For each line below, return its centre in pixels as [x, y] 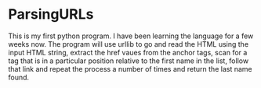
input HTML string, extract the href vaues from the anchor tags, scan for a [128, 52]
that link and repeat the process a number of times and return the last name [130, 69]
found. [19, 77]
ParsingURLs [51, 14]
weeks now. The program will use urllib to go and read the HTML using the [129, 44]
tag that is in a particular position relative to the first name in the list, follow [129, 61]
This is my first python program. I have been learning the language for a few [131, 36]
